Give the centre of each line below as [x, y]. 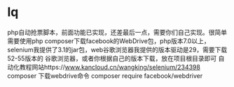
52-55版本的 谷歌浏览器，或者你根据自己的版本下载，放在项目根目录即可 [112, 58]
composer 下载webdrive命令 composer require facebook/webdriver [105, 76]
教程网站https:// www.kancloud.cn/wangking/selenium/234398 [110, 67]
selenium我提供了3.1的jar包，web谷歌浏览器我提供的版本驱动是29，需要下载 [117, 49]
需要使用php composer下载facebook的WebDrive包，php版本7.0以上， [109, 41]
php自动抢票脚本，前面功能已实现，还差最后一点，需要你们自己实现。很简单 [117, 32]
